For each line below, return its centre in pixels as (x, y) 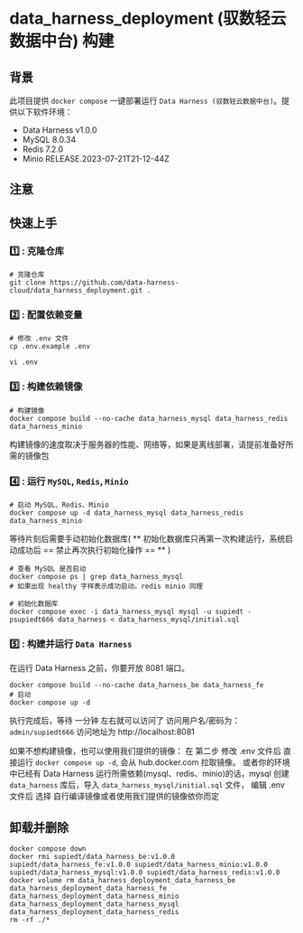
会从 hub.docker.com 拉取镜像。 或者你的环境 (205, 762)
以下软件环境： (45, 112)
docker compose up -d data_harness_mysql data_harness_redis (127, 513)
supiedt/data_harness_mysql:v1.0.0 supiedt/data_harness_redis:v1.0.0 (145, 872)
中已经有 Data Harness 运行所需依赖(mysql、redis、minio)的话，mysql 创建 (150, 774)
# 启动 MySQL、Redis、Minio (60, 505)
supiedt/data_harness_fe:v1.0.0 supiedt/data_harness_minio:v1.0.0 (139, 865)
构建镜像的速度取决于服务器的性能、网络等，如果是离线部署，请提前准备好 (147, 444)
